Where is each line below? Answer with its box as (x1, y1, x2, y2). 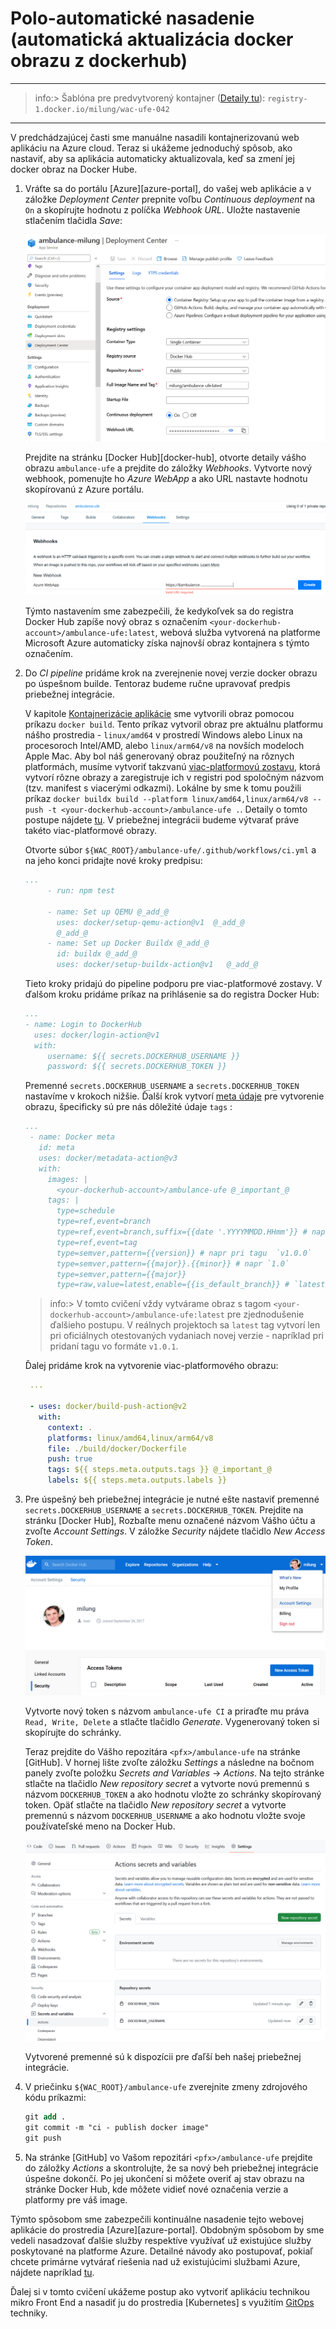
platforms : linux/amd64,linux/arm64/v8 (47, 1433, 214, 1443)
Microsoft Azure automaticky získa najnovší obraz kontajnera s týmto (24, 637, 310, 649)
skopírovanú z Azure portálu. (24, 483, 145, 495)
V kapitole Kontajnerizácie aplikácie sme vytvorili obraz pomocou (24, 708, 295, 720)
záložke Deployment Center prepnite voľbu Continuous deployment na (24, 193, 316, 205)
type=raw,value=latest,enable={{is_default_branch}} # (56, 1280, 290, 1290)
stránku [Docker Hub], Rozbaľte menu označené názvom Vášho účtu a (24, 1515, 316, 1527)
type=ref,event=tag (56, 1237, 138, 1247)
